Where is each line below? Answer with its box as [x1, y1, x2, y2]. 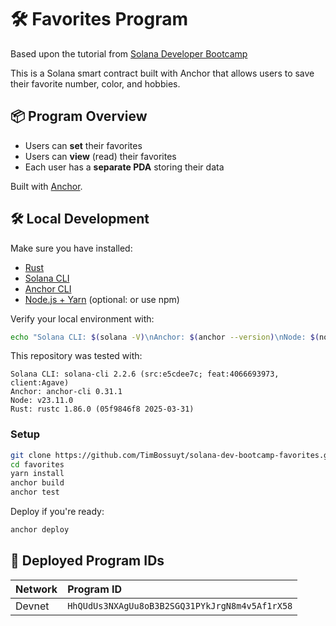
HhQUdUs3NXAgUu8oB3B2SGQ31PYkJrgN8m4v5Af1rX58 [67, 600, 293, 611]
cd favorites [10, 459, 65, 470]
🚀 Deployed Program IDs [10, 552, 165, 570]
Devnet [15, 599, 50, 613]
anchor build [10, 478, 65, 488]
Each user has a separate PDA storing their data [24, 161, 225, 173]
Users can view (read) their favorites [24, 150, 177, 162]
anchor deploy [10, 525, 70, 535]
